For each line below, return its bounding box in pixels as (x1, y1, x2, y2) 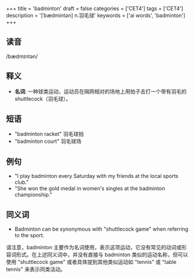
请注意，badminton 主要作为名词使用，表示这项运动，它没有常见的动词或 (6, 244, 182, 251)
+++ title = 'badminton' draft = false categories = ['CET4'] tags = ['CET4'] (6, 5, 183, 12)
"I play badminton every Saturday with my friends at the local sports (14, 173, 179, 180)
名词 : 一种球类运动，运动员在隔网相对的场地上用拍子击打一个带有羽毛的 (14, 88, 187, 95)
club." (14, 179, 29, 186)
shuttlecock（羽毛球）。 (14, 95, 71, 102)
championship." (14, 191, 53, 198)
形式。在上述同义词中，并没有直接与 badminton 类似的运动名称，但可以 (16, 251, 189, 258)
